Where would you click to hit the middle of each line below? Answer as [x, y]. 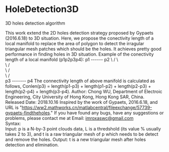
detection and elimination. [32, 144]
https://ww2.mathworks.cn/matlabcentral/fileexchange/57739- [87, 107]
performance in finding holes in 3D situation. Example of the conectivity [80, 54]
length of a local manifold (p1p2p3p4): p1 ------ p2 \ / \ [62, 59]
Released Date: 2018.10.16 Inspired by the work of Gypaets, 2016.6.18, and [81, 102]
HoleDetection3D [42, 9]
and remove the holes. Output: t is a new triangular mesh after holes [75, 139]
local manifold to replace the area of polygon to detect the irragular [75, 43]
